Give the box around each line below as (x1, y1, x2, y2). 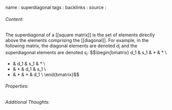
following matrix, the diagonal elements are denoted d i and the (5, 43, 138, 50)
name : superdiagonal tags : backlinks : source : (5, 5, 107, 10)
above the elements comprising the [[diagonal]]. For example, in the (5, 37, 149, 43)
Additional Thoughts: (5, 99, 50, 105)
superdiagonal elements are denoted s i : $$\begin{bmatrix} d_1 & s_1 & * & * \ (5, 50, 167, 57)
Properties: (5, 83, 29, 89)
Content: (5, 16, 24, 22)
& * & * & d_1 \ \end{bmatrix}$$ (12, 71, 80, 77)
